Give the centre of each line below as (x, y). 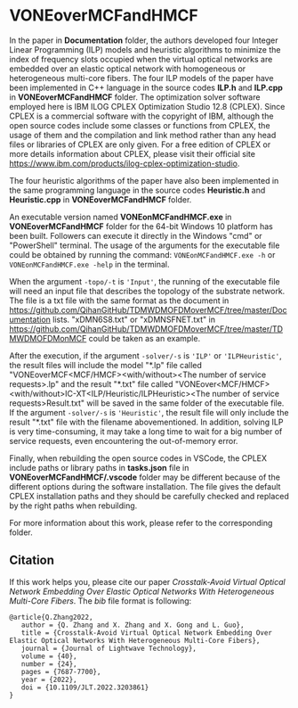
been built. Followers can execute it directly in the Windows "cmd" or (136, 235)
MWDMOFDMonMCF (48, 338)
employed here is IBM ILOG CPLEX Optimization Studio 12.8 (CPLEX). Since (147, 106)
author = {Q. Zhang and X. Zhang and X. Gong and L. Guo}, (133, 625)
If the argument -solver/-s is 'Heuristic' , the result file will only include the (149, 412)
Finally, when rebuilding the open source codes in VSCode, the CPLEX (138, 458)
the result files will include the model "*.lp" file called (106, 365)
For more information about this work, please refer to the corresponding (141, 523)
